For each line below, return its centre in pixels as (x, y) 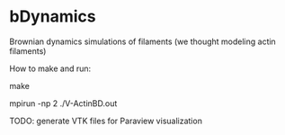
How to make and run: (50, 68)
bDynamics (53, 17)
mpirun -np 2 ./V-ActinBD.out (63, 103)
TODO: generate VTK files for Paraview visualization (106, 121)
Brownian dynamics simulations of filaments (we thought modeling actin (142, 41)
